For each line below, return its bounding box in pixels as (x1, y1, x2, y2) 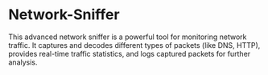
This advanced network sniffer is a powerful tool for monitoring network (8, 32, 247, 41)
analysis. (8, 57, 38, 67)
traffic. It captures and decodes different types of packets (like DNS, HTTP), (8, 40, 261, 49)
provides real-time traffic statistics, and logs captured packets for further (8, 49, 251, 58)
